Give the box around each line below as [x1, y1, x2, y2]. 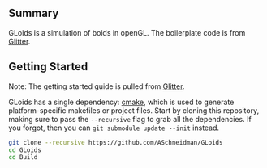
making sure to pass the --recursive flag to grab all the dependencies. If [8, 114, 252, 124]
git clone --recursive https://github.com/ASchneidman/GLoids [8, 138, 223, 146]
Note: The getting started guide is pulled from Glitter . [8, 81, 185, 91]
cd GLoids [8, 145, 42, 154]
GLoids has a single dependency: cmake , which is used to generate [8, 97, 235, 107]
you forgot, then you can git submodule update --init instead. [8, 123, 220, 132]
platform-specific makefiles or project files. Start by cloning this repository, [8, 105, 260, 115]
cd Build [8, 153, 38, 162]
